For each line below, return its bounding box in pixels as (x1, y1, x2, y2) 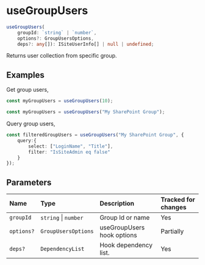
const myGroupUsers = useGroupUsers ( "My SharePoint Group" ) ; (6, 109, 165, 115)
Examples (6, 70, 45, 80)
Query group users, (6, 120, 56, 127)
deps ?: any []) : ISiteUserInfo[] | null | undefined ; (17, 41, 154, 47)
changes (160, 203, 187, 212)
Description (99, 200, 135, 208)
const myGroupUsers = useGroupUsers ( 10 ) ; (6, 98, 113, 104)
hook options (99, 231, 137, 239)
